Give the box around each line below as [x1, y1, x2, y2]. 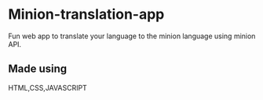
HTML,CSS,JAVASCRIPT [8, 83, 88, 92]
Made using [8, 62, 68, 76]
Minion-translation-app [8, 5, 165, 23]
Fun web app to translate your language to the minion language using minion [8, 31, 256, 41]
